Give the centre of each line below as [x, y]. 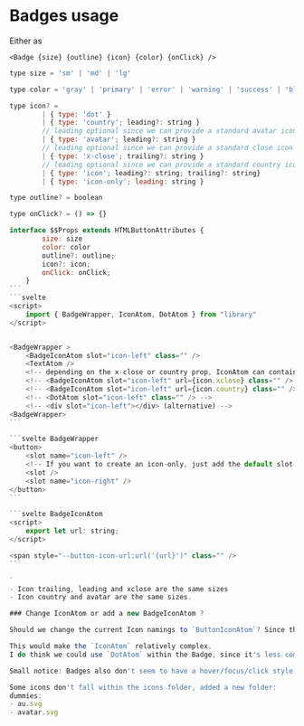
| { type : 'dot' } [76, 114]
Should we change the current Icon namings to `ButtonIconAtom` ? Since [147, 630]
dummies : [26, 696]
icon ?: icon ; [66, 264]
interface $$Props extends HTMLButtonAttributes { [107, 231]
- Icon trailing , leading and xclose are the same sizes [119, 589]
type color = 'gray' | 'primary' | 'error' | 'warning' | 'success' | [145, 90]
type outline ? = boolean [56, 198]
